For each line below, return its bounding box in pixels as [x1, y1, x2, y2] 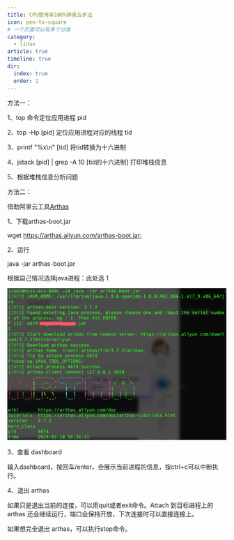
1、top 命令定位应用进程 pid [7, 113, 87, 121]
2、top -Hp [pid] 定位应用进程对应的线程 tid [7, 128, 132, 136]
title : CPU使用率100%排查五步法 [7, 11, 93, 18]
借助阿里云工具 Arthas [7, 202, 70, 211]
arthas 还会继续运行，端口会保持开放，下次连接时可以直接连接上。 [7, 509, 198, 518]
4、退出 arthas [7, 486, 50, 495]
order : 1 [13, 77, 39, 84]
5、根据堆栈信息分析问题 [7, 172, 79, 181]
